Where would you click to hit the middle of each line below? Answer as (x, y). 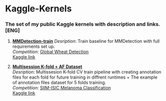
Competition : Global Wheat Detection (50, 52)
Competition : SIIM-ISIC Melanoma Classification (61, 88)
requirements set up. (34, 47)
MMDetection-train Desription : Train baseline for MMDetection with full (86, 41)
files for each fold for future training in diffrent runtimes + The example (85, 77)
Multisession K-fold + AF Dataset (47, 67)
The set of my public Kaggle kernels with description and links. (83, 24)
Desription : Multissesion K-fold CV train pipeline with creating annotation (87, 72)
